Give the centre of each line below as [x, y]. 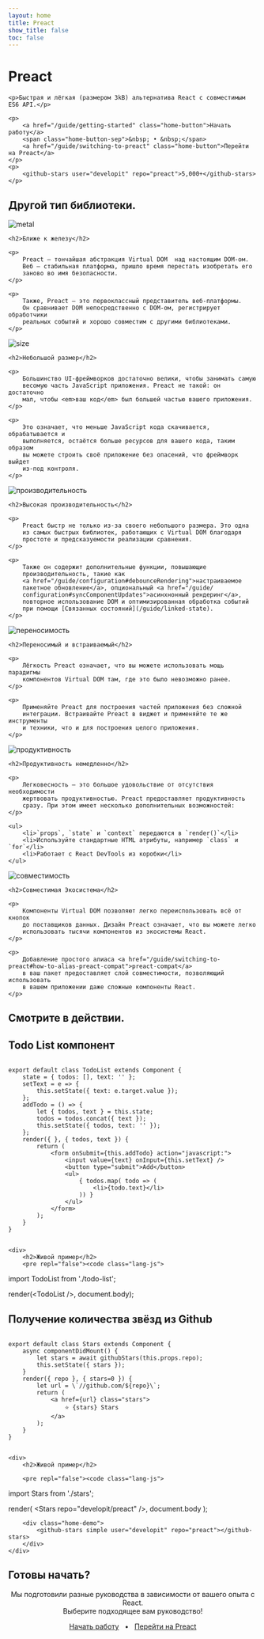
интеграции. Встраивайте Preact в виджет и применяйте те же [125, 714]
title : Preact [32, 23]
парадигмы [25, 673]
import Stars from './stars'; [51, 1493]
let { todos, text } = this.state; [95, 1112]
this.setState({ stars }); [81, 1365]
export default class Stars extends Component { [90, 1345]
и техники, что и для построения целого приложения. [111, 728]
